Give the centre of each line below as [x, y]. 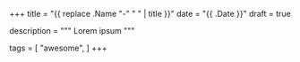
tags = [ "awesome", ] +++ [58, 48]
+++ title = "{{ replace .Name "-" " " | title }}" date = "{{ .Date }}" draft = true [150, 14]
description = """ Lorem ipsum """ [72, 31]
